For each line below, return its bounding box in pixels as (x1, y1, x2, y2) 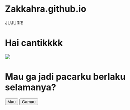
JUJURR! (5, 20, 24, 26)
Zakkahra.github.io (5, 3, 86, 15)
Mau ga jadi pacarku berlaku (5, 71, 126, 83)
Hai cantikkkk (5, 37, 63, 49)
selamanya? (5, 82, 56, 93)
